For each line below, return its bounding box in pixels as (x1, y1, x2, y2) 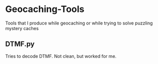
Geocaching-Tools (5, 3, 85, 15)
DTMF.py (5, 40, 35, 48)
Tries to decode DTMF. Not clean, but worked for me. (5, 53, 116, 59)
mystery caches (5, 25, 39, 31)
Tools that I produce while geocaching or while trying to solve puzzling (5, 20, 153, 26)
